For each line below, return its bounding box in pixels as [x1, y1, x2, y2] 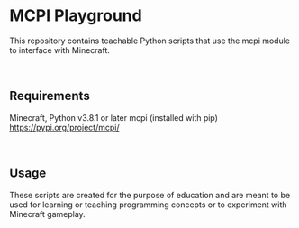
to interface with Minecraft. [9, 44, 111, 55]
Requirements [9, 88, 90, 104]
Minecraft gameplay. [9, 208, 86, 219]
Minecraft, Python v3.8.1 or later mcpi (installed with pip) [9, 112, 219, 123]
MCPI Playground [9, 5, 142, 26]
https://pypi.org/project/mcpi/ [9, 122, 120, 132]
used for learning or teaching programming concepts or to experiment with [9, 199, 287, 210]
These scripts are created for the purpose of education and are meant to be [9, 189, 291, 200]
